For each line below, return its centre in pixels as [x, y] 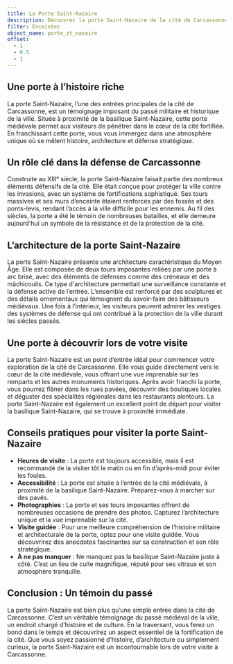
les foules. [32, 475]
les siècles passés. [34, 321]
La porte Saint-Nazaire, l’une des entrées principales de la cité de [101, 103]
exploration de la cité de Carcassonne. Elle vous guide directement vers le [113, 367]
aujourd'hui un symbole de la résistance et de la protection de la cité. [106, 224]
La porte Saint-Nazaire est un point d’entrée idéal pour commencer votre [111, 359]
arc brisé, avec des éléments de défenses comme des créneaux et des [109, 277]
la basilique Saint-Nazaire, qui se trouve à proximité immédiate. [97, 411]
